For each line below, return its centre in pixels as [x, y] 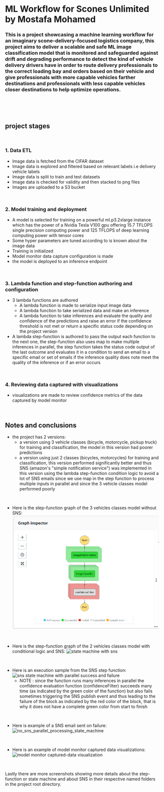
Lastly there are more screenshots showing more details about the [72, 774]
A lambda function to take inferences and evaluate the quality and [86, 316]
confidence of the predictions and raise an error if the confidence [85, 321]
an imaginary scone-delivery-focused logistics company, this [80, 41]
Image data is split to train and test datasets [56, 176]
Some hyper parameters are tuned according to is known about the [80, 240]
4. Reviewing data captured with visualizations [62, 385]
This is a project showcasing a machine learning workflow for [79, 35]
